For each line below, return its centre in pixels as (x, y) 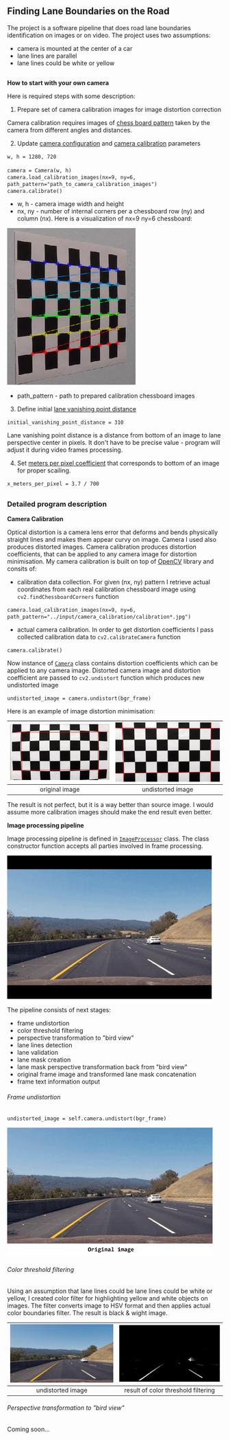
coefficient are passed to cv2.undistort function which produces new (106, 677)
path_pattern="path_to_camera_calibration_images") (82, 185)
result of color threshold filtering (170, 1391)
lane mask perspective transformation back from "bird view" (102, 1066)
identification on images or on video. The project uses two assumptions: (109, 35)
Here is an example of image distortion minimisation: (81, 711)
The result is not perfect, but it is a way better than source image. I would (110, 804)
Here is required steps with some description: (71, 96)
